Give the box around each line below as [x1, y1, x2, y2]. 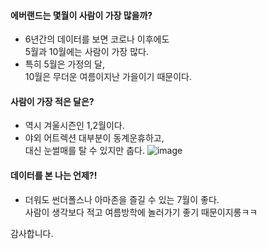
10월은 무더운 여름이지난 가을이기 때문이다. [24, 71, 192, 83]
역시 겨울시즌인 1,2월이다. [24, 120, 125, 132]
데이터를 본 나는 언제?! [10, 170, 98, 181]
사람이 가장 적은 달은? [10, 95, 95, 107]
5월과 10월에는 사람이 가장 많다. [24, 46, 149, 58]
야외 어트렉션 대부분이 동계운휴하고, [24, 132, 165, 144]
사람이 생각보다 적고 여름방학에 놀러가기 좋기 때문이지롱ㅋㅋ [24, 206, 258, 218]
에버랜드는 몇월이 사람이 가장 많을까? [10, 9, 153, 21]
